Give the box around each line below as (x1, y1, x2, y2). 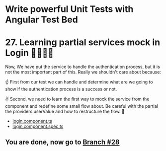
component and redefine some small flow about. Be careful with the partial (5, 103, 158, 109)
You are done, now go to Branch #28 (5, 138, 120, 146)
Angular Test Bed (5, 14, 78, 25)
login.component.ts (12, 118, 52, 124)
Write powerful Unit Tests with (5, 3, 134, 15)
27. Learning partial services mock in (5, 37, 161, 48)
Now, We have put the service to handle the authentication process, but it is (5, 64, 160, 70)
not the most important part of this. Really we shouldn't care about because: (5, 69, 162, 75)
